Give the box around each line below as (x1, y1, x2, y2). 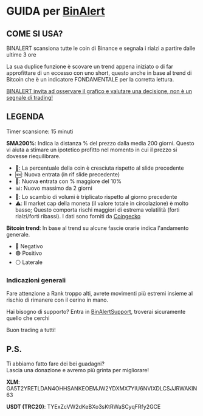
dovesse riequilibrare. (6, 152, 61, 159)
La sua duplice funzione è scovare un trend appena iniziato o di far (6, 63, 173, 70)
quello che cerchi (6, 314, 50, 322)
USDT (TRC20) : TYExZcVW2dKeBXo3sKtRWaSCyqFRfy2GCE (6, 403, 161, 410)
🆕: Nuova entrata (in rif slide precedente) (15, 170, 120, 178)
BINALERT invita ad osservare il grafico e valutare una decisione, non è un (6, 88, 193, 95)
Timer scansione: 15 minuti (6, 128, 74, 135)
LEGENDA (6, 111, 44, 122)
